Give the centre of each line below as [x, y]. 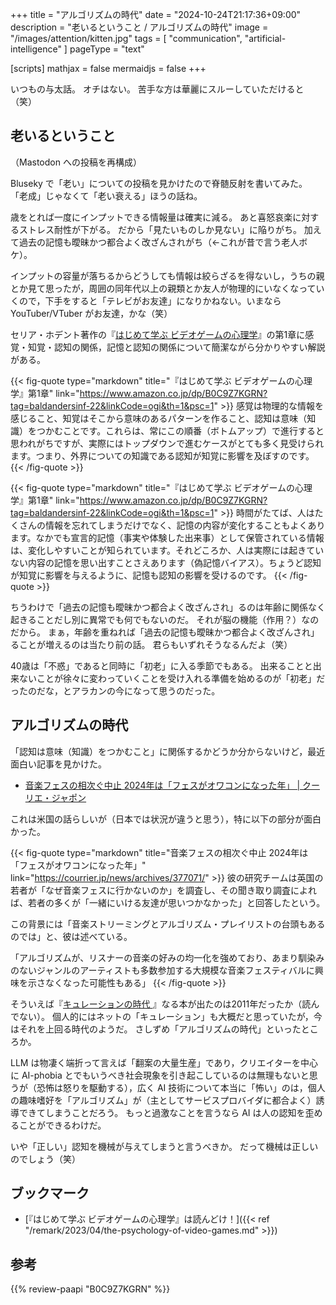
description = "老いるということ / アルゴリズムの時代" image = [139, 27]
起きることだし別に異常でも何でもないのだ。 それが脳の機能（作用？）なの [165, 619]
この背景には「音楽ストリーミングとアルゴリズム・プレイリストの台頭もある [168, 924]
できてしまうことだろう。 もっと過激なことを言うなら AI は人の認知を [162, 1112]
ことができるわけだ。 [62, 1125]
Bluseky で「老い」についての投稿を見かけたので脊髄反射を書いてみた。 [159, 183]
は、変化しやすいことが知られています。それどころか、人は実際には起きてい [167, 550]
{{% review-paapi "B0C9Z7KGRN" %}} [90, 1289]
